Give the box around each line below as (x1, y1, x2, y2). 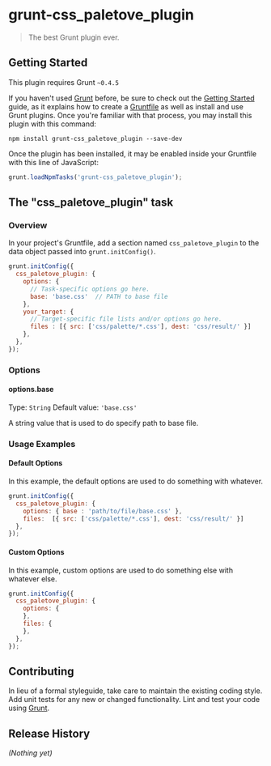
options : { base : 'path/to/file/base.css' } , (23, 507, 183, 515)
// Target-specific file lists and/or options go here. (29, 315, 222, 323)
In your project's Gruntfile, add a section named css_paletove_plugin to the (8, 238, 260, 248)
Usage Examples (8, 438, 76, 449)
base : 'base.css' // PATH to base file (29, 292, 168, 300)
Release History (8, 726, 91, 740)
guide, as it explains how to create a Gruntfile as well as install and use (8, 101, 244, 111)
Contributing (8, 664, 74, 678)
